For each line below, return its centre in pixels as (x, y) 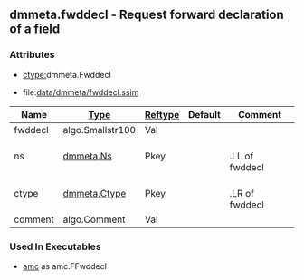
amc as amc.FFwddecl (64, 266)
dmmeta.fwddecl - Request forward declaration (147, 15)
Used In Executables (55, 246)
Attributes (32, 55)
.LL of (242, 156)
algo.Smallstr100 (100, 130)
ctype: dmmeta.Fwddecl (66, 74)
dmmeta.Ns (88, 156)
